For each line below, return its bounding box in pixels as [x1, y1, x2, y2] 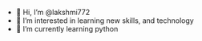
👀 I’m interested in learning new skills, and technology [15, 16, 194, 25]
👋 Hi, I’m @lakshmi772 [15, 8, 91, 17]
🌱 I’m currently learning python [15, 24, 119, 33]
